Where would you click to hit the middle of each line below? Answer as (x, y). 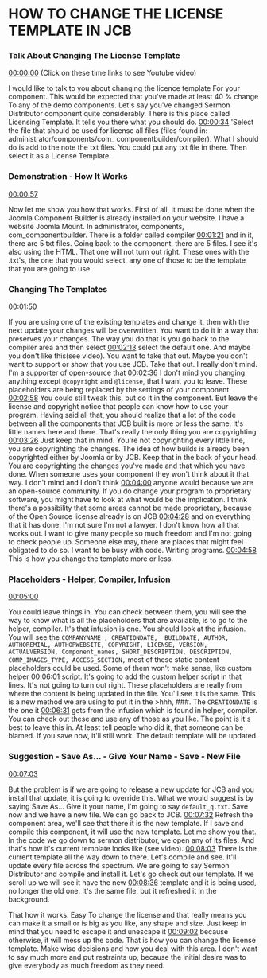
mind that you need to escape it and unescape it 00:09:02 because (118, 931)
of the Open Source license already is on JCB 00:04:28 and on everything (130, 516)
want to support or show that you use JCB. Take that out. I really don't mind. (133, 364)
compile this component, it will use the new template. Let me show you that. (132, 832)
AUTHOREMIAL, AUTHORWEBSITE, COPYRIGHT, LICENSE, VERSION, (108, 645)
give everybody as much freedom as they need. (87, 965)
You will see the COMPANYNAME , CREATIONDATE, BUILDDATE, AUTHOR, (118, 637)
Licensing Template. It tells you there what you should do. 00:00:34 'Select (131, 122)
